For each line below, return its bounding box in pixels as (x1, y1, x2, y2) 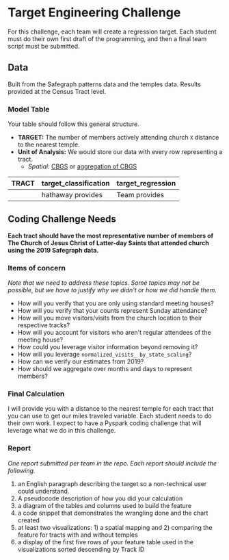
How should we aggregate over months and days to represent (17, 365, 192, 373)
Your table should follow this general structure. (8, 120, 139, 128)
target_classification (41, 179, 110, 188)
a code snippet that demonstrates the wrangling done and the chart (17, 509, 208, 517)
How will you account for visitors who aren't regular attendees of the (17, 329, 211, 337)
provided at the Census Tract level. (8, 87, 107, 95)
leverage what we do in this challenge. (8, 427, 116, 435)
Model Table (8, 104, 50, 114)
